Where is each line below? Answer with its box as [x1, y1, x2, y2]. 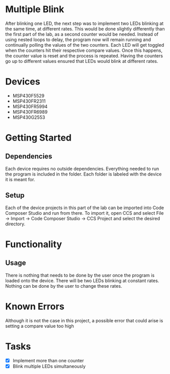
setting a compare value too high [5, 323, 75, 329]
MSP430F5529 [12, 92, 45, 98]
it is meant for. [5, 176, 36, 182]
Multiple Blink [5, 4, 64, 15]
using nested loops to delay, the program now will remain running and [5, 37, 151, 43]
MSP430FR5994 [12, 103, 48, 110]
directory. [5, 221, 25, 227]
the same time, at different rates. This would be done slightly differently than [5, 25, 165, 31]
